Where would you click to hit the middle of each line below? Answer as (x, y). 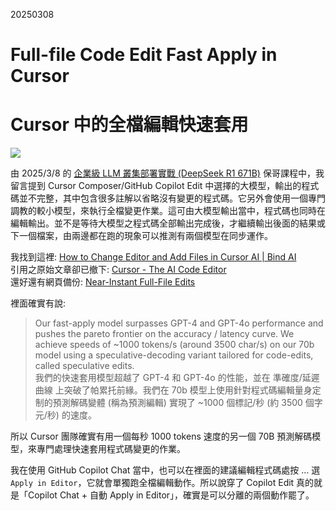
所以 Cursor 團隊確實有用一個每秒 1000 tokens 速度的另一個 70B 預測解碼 (161, 436)
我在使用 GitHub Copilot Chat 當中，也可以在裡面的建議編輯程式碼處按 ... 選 (165, 470)
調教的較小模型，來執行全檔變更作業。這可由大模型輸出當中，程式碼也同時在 (168, 211)
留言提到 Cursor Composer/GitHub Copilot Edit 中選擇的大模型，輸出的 (156, 186)
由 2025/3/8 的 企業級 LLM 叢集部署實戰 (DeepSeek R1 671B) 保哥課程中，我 (167, 173)
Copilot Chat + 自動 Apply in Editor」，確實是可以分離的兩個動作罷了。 (171, 495)
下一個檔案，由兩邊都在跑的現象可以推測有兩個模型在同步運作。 (141, 236)
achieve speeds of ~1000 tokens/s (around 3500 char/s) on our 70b (174, 345)
